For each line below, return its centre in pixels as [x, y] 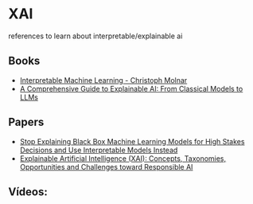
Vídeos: [28, 192]
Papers [26, 122]
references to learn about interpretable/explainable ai [95, 36]
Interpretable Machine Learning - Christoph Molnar [103, 80]
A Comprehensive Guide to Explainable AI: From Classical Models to [131, 88]
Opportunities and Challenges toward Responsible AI [106, 167]
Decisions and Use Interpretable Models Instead [99, 150]
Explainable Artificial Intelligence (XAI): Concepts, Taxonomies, [123, 158]
